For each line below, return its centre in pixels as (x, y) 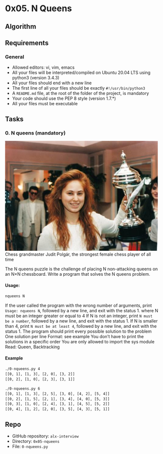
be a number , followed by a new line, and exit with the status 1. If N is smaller (81, 321)
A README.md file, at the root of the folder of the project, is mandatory (81, 94)
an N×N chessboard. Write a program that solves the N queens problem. (78, 274)
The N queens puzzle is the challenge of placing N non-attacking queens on (81, 269)
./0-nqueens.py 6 (23, 388)
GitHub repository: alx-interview (45, 436)
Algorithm (21, 27)
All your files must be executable (45, 104)
